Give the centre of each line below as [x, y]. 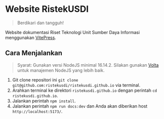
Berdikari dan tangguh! [41, 23]
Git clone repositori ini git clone [45, 79]
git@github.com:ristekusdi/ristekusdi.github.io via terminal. [76, 85]
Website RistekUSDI [47, 9]
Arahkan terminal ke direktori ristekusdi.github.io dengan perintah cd [84, 90]
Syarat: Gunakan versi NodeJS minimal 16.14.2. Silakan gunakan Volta [88, 65]
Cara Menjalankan [34, 53]
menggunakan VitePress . [31, 38]
